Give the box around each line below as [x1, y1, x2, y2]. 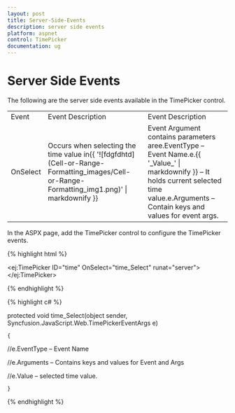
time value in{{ [48, 149, 96, 159]
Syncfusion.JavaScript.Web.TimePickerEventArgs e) [7, 318, 159, 327]
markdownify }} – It [148, 167, 210, 176]
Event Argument [148, 123, 201, 133]
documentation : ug [7, 43, 61, 50]
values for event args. [148, 211, 219, 220]
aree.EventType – [148, 141, 205, 150]
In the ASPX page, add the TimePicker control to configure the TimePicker [7, 228, 222, 237]
